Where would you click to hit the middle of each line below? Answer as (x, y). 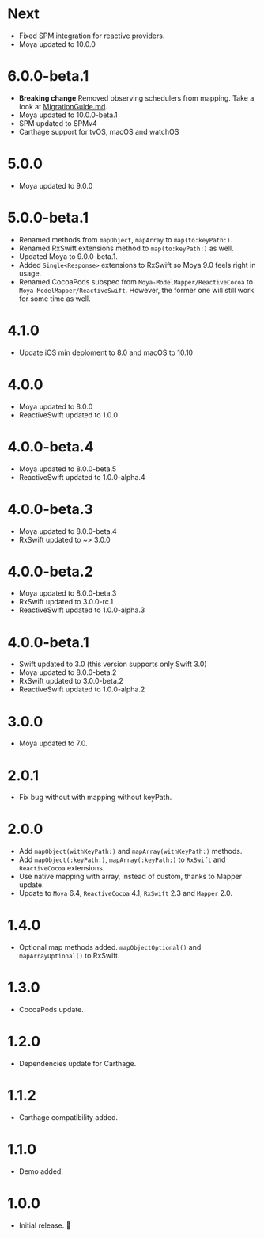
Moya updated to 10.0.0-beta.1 (68, 115)
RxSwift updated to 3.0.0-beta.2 (71, 681)
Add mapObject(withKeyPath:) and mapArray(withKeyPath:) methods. (130, 851)
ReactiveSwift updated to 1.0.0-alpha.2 (82, 689)
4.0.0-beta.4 (51, 446)
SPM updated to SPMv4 (58, 123)
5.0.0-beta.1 (48, 218)
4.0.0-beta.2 (51, 571)
